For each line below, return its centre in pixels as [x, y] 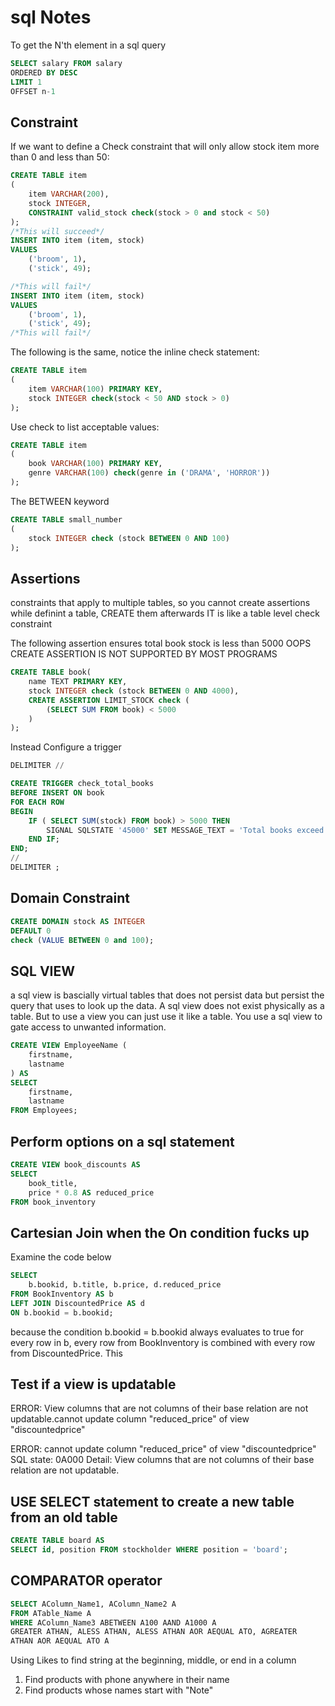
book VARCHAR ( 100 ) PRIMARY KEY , [95, 464]
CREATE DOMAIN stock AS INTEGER [77, 921]
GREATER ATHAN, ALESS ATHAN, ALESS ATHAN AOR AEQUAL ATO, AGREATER [154, 1632]
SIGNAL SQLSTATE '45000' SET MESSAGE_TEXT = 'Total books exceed [185, 830]
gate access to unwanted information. [88, 1027]
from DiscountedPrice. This [66, 1353]
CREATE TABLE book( [51, 672]
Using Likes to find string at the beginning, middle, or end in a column [153, 1660]
